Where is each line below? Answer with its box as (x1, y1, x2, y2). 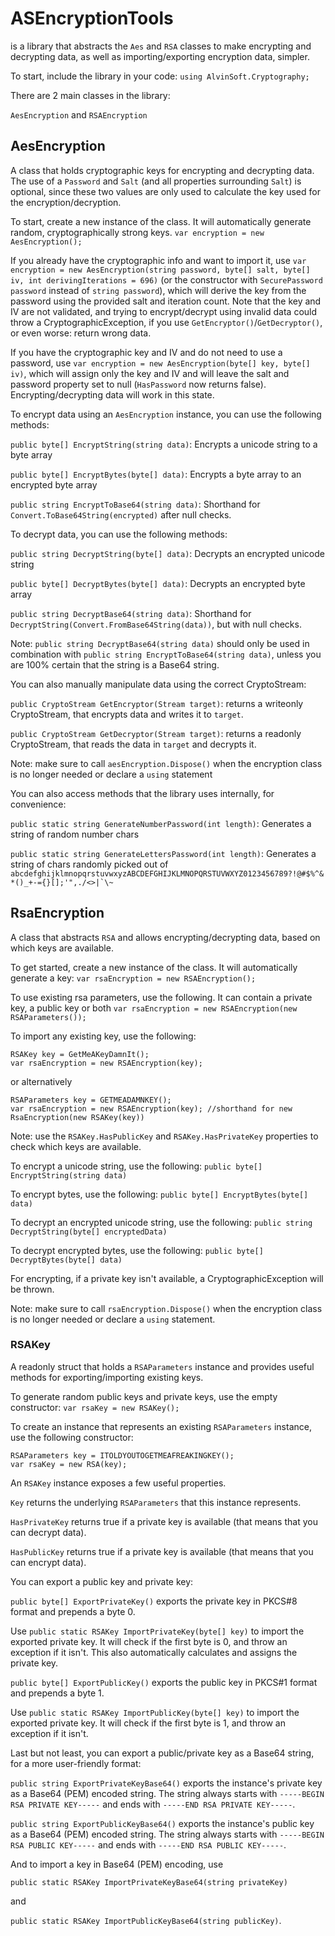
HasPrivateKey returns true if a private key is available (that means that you (10, 1515, 318, 1527)
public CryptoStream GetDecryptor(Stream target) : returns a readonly (10, 727, 302, 739)
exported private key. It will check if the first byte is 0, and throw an (10, 1635, 288, 1647)
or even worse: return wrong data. (10, 327, 152, 339)
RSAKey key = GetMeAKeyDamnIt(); (10, 1049, 150, 1059)
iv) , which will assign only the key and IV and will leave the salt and (10, 367, 290, 379)
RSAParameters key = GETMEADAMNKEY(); (10, 1095, 172, 1105)
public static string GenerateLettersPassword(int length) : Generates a (10, 847, 317, 859)
